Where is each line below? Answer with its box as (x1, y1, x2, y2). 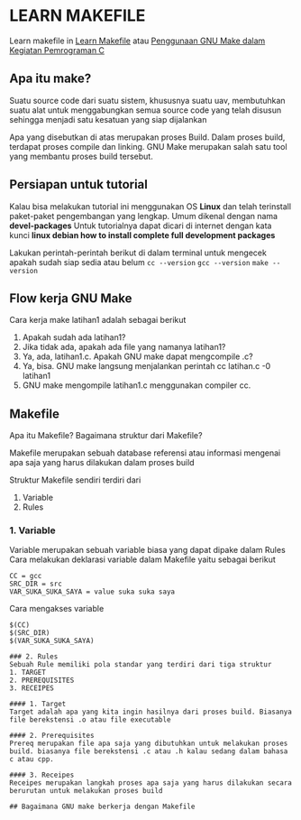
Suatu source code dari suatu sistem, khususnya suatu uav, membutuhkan (9, 95, 286, 106)
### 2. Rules (9, 652, 59, 661)
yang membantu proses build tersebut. (9, 151, 153, 161)
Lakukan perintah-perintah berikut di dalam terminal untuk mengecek (9, 247, 268, 258)
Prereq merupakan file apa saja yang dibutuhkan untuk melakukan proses (9, 739, 288, 749)
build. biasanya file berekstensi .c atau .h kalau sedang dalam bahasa (9, 747, 288, 756)
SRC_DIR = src (9, 579, 63, 589)
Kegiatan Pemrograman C (9, 44, 105, 55)
